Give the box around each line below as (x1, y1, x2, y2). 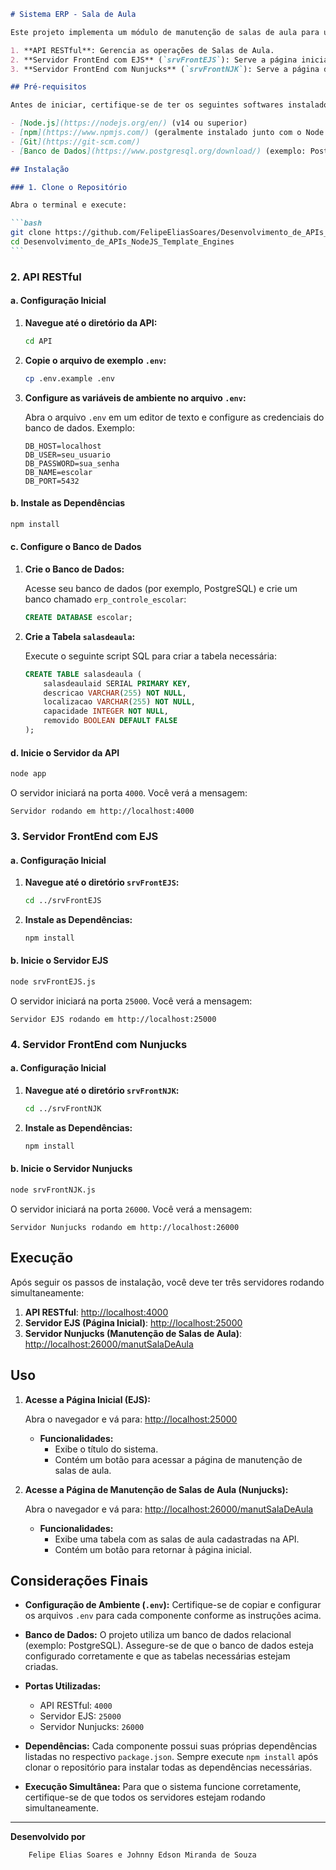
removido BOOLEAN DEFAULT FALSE (43, 716, 178, 726)
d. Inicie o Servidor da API (10, 746, 120, 759)
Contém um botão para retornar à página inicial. (54, 1543, 253, 1555)
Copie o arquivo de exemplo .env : (24, 354, 167, 366)
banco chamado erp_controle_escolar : (24, 593, 187, 605)
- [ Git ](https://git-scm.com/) (10, 136, 141, 147)
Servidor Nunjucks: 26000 (39, 1721, 145, 1733)
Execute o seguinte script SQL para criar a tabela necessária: (24, 650, 277, 662)
